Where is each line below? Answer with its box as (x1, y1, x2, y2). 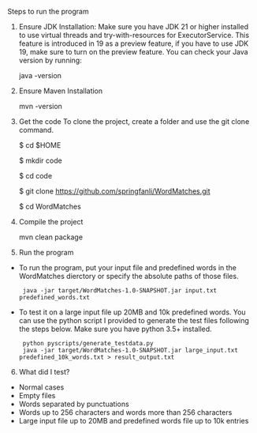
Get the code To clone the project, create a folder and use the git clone (18, 117, 250, 126)
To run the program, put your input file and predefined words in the (18, 263, 237, 272)
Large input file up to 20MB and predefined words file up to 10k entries (18, 416, 249, 425)
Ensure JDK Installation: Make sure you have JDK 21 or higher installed (18, 22, 249, 31)
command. (18, 126, 54, 134)
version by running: (18, 55, 82, 65)
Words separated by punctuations (18, 399, 129, 409)
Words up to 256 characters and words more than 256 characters (18, 408, 233, 417)
